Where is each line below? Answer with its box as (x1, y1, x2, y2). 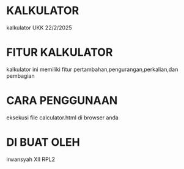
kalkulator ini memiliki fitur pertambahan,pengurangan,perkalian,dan (6, 66, 178, 73)
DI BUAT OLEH (6, 135, 81, 149)
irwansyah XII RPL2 (6, 156, 56, 163)
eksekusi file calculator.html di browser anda (6, 114, 119, 121)
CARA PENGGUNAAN (6, 94, 118, 108)
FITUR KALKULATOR (6, 45, 113, 59)
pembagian (6, 72, 35, 80)
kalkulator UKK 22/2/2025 (6, 24, 72, 31)
